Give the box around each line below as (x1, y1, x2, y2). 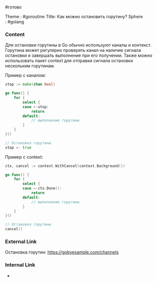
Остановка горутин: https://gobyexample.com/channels (5, 249, 119, 255)
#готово (5, 4, 22, 10)
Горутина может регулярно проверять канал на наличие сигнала (5, 47, 141, 53)
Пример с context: (5, 154, 43, 160)
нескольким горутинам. (5, 63, 55, 69)
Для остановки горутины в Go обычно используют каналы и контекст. (5, 42, 152, 48)
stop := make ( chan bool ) (5, 82, 56, 87)
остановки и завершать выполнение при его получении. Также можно (5, 52, 153, 58)
